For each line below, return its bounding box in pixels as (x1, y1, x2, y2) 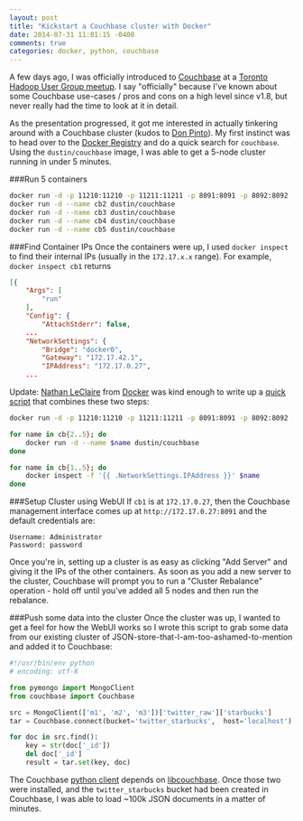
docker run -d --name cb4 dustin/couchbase (9, 216, 176, 226)
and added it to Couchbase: (9, 641, 113, 652)
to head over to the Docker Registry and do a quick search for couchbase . (9, 137, 280, 148)
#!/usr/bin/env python (9, 658, 95, 668)
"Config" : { (25, 312, 70, 321)
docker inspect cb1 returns (9, 260, 112, 271)
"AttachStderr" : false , (41, 320, 131, 329)
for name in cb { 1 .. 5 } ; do (9, 462, 106, 472)
